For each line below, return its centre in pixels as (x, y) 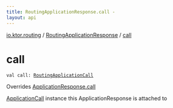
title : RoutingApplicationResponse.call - (61, 12)
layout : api (21, 18)
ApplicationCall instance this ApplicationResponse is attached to (87, 98)
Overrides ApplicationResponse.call (51, 87)
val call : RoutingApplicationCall (50, 76)
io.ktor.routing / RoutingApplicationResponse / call (69, 35)
